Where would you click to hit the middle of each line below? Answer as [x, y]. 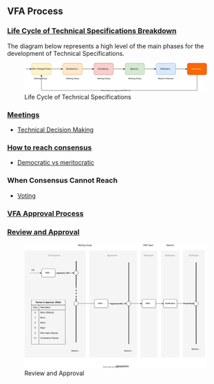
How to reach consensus [50, 148]
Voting [26, 195]
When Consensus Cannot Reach [63, 181]
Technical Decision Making [55, 130]
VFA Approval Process [45, 213]
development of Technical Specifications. [66, 53]
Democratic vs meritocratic [56, 163]
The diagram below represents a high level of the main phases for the [106, 46]
